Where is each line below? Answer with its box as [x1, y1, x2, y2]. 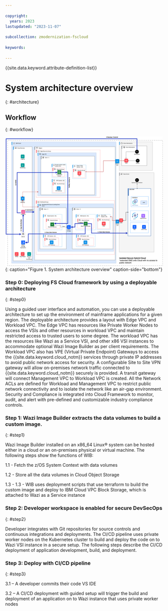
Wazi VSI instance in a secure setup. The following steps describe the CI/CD [5, 541, 162, 548]
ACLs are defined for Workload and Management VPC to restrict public [5, 381, 151, 387]
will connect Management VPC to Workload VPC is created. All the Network [5, 376, 161, 382]
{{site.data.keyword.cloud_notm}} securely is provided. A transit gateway [5, 370, 156, 376]
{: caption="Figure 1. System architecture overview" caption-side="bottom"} [5, 266, 162, 272]
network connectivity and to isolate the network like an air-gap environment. [5, 386, 162, 392]
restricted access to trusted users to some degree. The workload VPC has [5, 333, 158, 339]
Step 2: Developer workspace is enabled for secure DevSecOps [5, 505, 162, 512]
